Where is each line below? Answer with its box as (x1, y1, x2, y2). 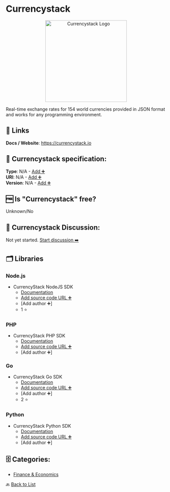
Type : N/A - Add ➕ (6, 168, 45, 174)
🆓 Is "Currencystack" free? (6, 194, 96, 203)
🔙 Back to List (6, 481, 36, 487)
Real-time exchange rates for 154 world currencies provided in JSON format (6, 106, 165, 112)
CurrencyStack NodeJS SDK (13, 284, 73, 290)
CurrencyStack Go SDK (13, 374, 63, 380)
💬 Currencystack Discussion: (6, 223, 100, 232)
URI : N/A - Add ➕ (6, 174, 42, 180)
